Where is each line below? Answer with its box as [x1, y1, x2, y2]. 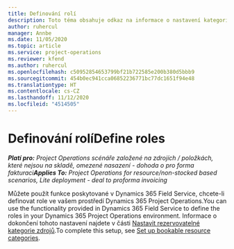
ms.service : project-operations [8, 49, 101, 56]
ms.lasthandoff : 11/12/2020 [8, 95, 90, 102]
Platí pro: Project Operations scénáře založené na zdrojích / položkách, [8, 154, 214, 162]
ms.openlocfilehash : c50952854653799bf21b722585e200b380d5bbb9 [8, 68, 195, 75]
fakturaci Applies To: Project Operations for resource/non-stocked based [8, 168, 217, 177]
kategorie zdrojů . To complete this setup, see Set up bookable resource [8, 226, 211, 234]
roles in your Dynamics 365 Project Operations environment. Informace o [8, 211, 217, 220]
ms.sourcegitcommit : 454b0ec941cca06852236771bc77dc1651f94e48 [8, 74, 195, 82]
